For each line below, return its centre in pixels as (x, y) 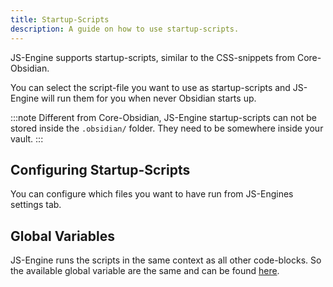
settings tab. (36, 205)
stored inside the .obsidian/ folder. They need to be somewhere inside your (167, 128)
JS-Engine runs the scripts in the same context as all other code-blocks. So (166, 260)
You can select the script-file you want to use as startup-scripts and (150, 87)
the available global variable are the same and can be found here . (145, 271)
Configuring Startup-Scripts (100, 169)
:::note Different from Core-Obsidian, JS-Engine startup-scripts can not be (163, 117)
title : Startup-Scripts (60, 19)
